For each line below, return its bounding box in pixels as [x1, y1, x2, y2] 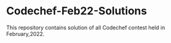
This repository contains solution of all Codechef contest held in [6, 24, 166, 31]
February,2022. [6, 30, 45, 37]
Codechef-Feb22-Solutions [6, 4, 148, 18]
